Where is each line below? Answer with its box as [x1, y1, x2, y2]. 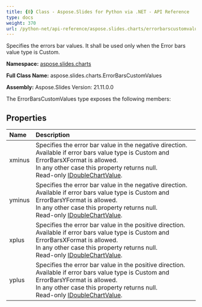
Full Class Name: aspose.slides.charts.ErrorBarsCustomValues [6, 72, 162, 79]
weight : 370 [6, 20, 36, 26]
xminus [9, 156, 30, 165]
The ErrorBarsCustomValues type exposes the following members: [6, 95, 171, 103]
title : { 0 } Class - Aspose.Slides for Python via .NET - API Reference [6, 8, 189, 15]
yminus [9, 196, 30, 204]
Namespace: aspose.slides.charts [6, 60, 91, 68]
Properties [6, 113, 47, 123]
